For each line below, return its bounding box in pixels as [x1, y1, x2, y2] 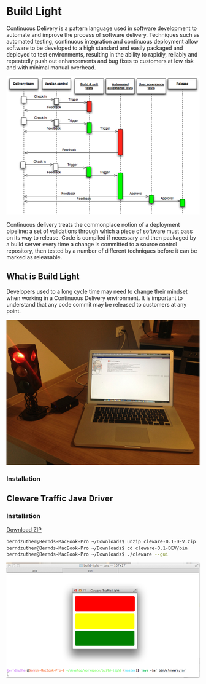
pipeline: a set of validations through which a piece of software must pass [6, 227, 193, 235]
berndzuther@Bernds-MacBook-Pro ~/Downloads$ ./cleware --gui [6, 551, 169, 557]
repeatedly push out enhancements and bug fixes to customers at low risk [6, 57, 194, 65]
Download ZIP [6, 525, 42, 533]
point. [6, 307, 21, 315]
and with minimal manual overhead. [6, 63, 96, 71]
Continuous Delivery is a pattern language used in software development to [6, 25, 197, 32]
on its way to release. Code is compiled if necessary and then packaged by [6, 234, 196, 241]
